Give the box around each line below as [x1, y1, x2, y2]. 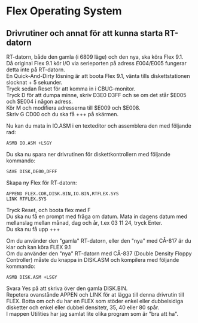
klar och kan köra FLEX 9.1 [6, 244, 71, 250]
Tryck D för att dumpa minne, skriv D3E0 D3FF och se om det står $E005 [6, 92, 187, 98]
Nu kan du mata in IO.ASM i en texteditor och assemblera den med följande [6, 122, 191, 129]
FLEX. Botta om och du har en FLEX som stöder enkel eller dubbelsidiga [6, 298, 184, 304]
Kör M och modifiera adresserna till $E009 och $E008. [6, 104, 141, 111]
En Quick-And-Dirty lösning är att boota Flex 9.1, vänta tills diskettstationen [6, 73, 190, 79]
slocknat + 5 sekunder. [6, 79, 63, 86]
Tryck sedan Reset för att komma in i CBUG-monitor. [6, 85, 136, 92]
